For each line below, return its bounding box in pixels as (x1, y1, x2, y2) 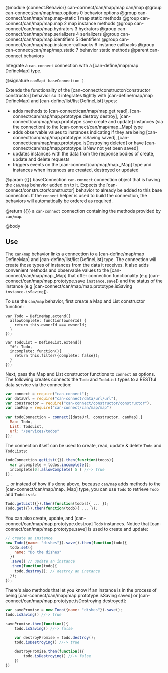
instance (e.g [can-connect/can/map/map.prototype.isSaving (5, 283, 132, 289)
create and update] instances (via (94, 119, 163, 124)
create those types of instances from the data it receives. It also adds (5, 262, 149, 268)
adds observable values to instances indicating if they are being (12, 129, 145, 135)
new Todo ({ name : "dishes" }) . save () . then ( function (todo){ (5, 540, 127, 545)
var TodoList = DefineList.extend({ (5, 340, 82, 345)
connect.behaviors (5, 53, 44, 59)
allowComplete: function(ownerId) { (10, 318, 87, 323)
